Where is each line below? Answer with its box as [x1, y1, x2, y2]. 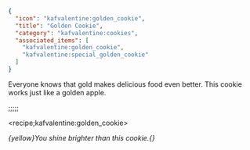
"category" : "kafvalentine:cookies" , [15, 29, 139, 37]
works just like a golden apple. [8, 87, 107, 97]
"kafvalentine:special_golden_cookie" [22, 51, 149, 59]
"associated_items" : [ [15, 36, 89, 45]
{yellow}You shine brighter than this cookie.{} [8, 133, 155, 142]
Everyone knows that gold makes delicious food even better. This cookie [8, 79, 243, 89]
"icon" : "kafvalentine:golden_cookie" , [15, 14, 146, 23]
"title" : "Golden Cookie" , [15, 22, 103, 30]
